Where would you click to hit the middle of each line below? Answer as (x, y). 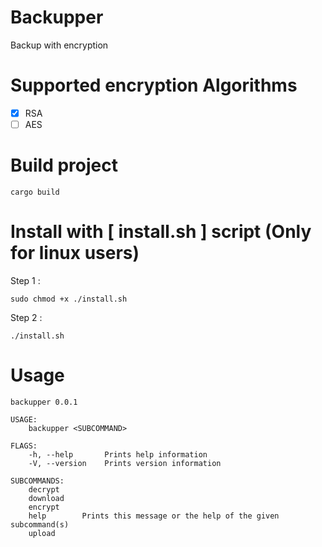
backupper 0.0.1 (44, 402)
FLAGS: (24, 446)
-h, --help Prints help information (118, 454)
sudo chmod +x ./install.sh (69, 299)
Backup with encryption (59, 45)
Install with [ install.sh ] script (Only (161, 232)
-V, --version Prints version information (125, 463)
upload (42, 533)
